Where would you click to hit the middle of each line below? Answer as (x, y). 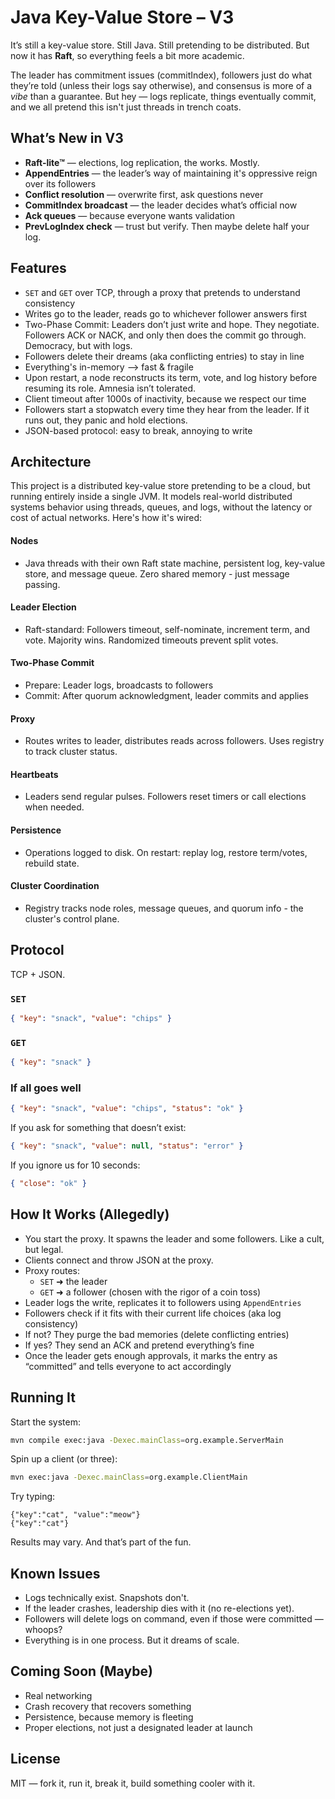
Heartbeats (34, 774)
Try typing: (33, 1497)
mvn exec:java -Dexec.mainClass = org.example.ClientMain (129, 1477)
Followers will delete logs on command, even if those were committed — (174, 1619)
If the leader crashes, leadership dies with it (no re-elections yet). (159, 1608)
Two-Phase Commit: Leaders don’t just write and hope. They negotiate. (172, 324)
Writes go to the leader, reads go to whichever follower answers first (166, 313)
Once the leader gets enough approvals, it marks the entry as (151, 1355)
